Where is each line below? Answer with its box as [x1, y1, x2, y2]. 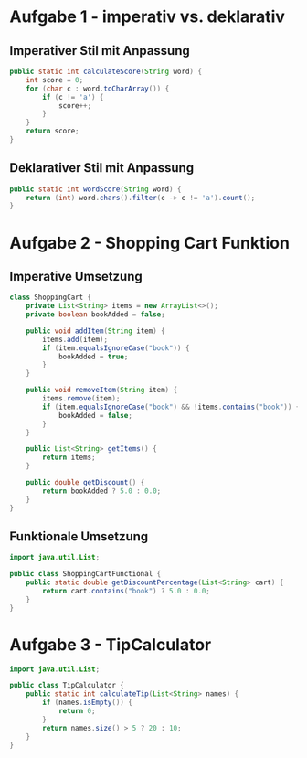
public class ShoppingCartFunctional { [9, 570, 162, 579]
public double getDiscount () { [26, 478, 145, 487]
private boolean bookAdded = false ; [26, 310, 166, 319]
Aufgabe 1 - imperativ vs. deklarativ [9, 6, 286, 27]
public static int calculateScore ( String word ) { [9, 67, 203, 76]
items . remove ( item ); [42, 394, 121, 403]
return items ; [42, 453, 96, 463]
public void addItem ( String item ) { [26, 326, 166, 336]
